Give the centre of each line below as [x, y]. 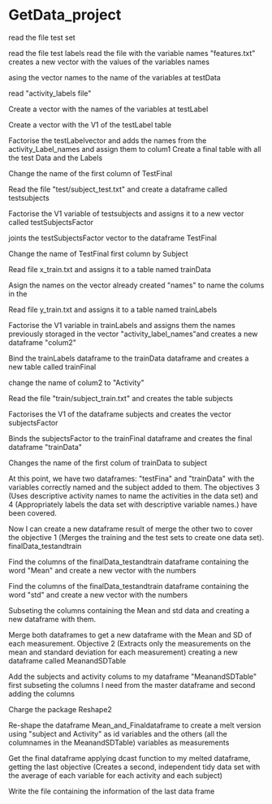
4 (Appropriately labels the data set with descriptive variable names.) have [133, 504]
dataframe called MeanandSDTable [67, 660]
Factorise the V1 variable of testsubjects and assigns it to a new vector [126, 214]
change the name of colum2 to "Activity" [76, 383]
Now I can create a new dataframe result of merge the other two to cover [131, 529]
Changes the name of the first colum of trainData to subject [108, 463]
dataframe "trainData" [45, 447]
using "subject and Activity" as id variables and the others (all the [118, 733]
